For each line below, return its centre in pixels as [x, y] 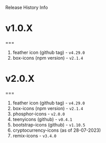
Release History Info [27, 7]
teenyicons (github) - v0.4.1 [43, 119]
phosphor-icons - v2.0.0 [39, 114]
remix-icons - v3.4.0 [35, 135]
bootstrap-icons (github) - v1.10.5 [49, 124]
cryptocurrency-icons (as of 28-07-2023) [57, 130]
